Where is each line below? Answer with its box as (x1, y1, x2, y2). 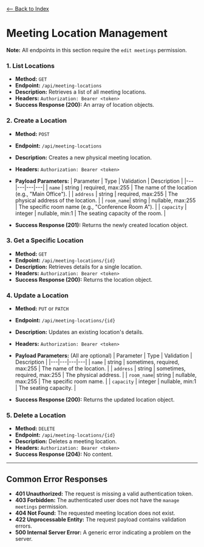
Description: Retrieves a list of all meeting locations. (15, 88, 147, 96)
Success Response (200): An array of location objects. (15, 101, 155, 109)
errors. (15, 522, 32, 530)
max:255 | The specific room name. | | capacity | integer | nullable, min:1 (15, 378, 197, 385)
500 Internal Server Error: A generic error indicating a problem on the (15, 529, 191, 536)
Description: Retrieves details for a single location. (15, 263, 143, 270)
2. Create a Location (6, 117, 67, 125)
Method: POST (15, 130, 50, 137)
